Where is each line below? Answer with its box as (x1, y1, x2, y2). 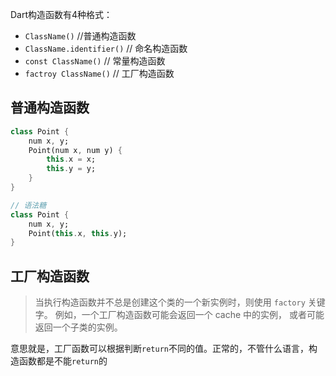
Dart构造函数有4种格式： (10, 9, 113, 20)
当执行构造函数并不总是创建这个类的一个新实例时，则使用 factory (34, 296, 306, 308)
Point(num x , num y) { (28, 145, 123, 155)
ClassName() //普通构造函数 (24, 30, 137, 42)
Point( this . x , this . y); (28, 228, 128, 238)
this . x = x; (46, 154, 97, 165)
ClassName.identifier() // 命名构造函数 (24, 43, 188, 54)
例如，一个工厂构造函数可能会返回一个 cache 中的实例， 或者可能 (54, 309, 325, 321)
